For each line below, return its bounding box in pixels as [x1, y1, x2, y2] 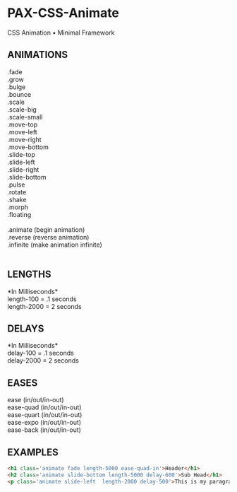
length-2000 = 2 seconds [7, 302, 83, 310]
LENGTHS [7, 269, 51, 281]
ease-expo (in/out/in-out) [7, 418, 82, 427]
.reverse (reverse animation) [7, 233, 90, 241]
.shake [7, 195, 27, 204]
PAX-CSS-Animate [7, 5, 120, 21]
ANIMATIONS [7, 49, 68, 61]
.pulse [7, 180, 25, 189]
